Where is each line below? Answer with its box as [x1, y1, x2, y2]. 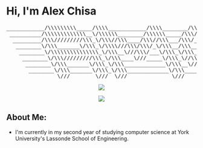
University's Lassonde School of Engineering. [14, 135, 129, 142]
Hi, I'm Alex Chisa [6, 4, 97, 18]
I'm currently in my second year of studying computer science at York [14, 128, 189, 135]
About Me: [6, 112, 47, 123]
